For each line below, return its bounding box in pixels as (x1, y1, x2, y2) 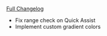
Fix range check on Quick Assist (15, 17, 96, 23)
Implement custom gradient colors (15, 23, 101, 30)
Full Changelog (6, 5, 44, 12)
